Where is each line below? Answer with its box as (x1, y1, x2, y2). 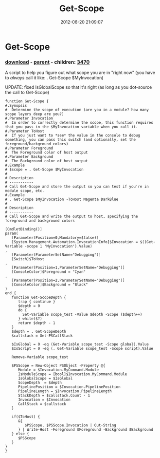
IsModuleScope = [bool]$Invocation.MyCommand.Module (18, 372, 127, 377)
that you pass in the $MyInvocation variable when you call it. (5, 125, 138, 130)
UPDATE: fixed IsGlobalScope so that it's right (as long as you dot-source (5, 84, 152, 90)
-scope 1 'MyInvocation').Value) (24, 244, 92, 249)
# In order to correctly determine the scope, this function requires (5, 120, 153, 125)
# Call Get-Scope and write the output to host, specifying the (5, 214, 138, 219)
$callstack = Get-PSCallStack (11, 333, 73, 339)
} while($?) (18, 316, 42, 322)
